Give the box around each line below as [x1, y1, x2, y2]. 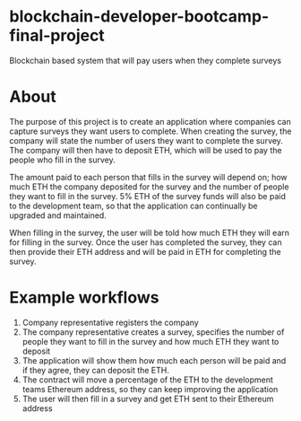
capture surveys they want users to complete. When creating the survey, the [9, 126, 292, 136]
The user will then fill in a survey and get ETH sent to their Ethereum [21, 393, 274, 404]
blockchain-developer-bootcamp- [9, 6, 270, 27]
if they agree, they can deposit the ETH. [21, 364, 170, 375]
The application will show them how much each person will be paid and [21, 355, 287, 365]
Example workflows [9, 287, 159, 308]
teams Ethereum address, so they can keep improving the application [21, 383, 279, 394]
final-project [9, 25, 105, 46]
